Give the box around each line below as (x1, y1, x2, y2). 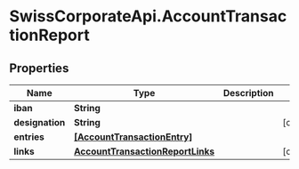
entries (13, 131, 44, 143)
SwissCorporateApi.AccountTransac (9, 6, 287, 27)
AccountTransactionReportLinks (74, 145, 215, 157)
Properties (9, 60, 69, 76)
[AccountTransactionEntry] (74, 131, 193, 143)
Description (222, 87, 274, 99)
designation (13, 117, 66, 128)
